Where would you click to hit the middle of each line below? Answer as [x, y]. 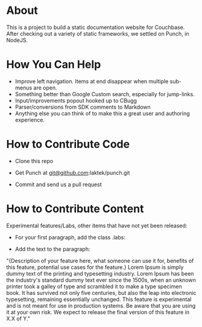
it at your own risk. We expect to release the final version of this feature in [98, 312]
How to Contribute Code [68, 144]
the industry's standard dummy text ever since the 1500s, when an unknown [101, 280]
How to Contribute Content [75, 209]
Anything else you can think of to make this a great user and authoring [102, 113]
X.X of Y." [18, 319]
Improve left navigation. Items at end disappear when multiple [92, 81]
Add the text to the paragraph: [52, 249]
